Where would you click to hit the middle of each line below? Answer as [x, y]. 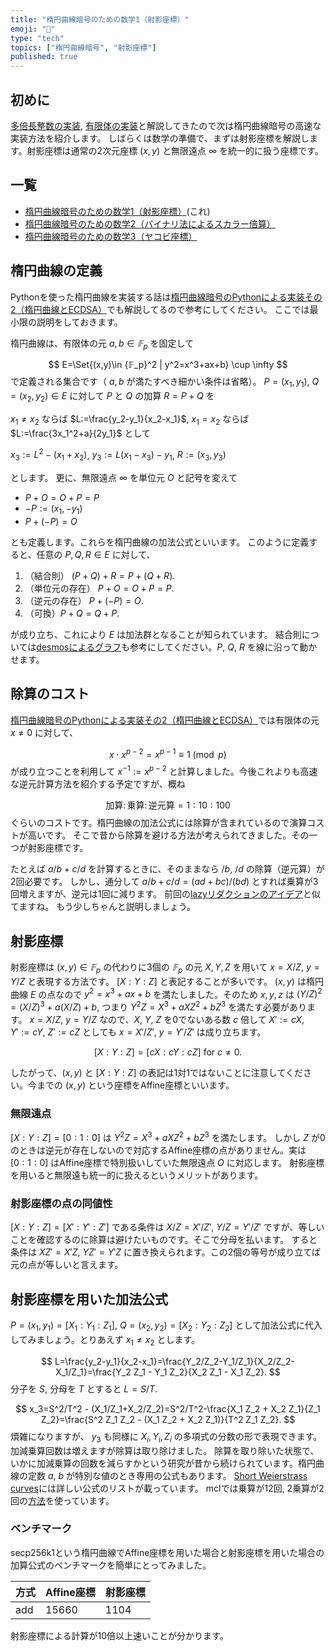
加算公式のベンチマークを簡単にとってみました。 [111, 1565]
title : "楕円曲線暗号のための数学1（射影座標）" [100, 19]
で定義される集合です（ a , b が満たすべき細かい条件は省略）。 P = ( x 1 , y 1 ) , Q [165, 383]
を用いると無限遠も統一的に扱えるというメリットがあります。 [137, 1175]
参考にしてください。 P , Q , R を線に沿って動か [223, 647]
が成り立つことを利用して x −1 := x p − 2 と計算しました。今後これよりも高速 [164, 771]
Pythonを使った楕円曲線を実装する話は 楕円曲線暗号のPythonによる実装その [166, 297]
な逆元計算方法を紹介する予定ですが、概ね [98, 784]
